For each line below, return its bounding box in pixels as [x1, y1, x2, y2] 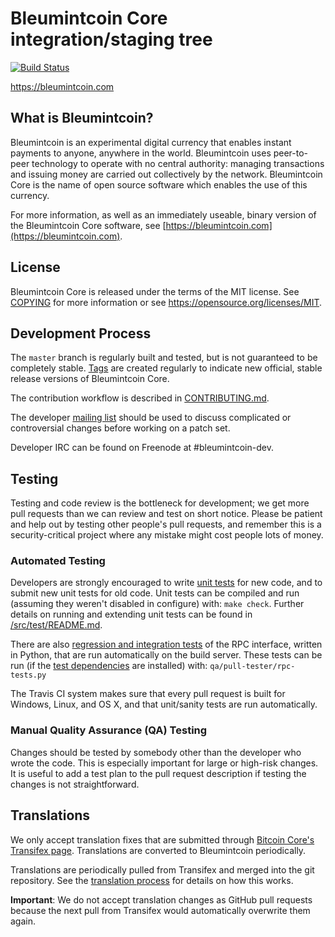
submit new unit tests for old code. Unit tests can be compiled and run [10, 587, 300, 599]
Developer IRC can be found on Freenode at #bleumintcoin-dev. [10, 442, 274, 454]
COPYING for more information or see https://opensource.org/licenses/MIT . [10, 296, 323, 308]
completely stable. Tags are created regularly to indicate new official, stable [10, 362, 323, 374]
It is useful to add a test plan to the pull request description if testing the [10, 767, 307, 779]
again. [10, 915, 37, 927]
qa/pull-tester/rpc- [209, 662, 296, 672]
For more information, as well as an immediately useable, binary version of [10, 208, 317, 221]
